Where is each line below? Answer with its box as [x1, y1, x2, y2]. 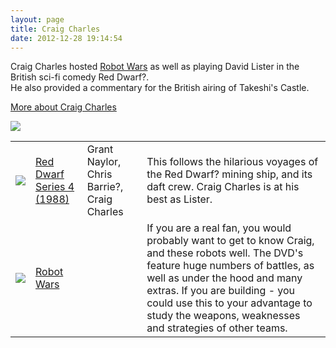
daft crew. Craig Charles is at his [146, 180, 300, 194]
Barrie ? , [86, 180, 124, 194]
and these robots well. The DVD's [146, 246, 304, 260]
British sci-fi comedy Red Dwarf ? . [10, 71, 150, 83]
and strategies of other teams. [146, 321, 288, 335]
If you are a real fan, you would [146, 221, 292, 235]
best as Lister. [146, 192, 213, 206]
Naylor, [86, 155, 122, 169]
